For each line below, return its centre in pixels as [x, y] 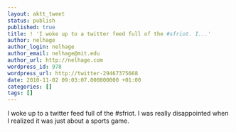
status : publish [31, 21]
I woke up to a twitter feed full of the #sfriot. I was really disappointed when [118, 114]
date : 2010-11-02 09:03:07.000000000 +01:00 [74, 80]
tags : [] [20, 93]
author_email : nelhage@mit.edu [54, 54]
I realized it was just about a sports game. [68, 121]
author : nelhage [31, 40]
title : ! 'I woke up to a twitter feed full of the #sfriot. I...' [109, 34]
